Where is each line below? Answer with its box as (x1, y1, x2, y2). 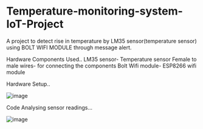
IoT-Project (6, 17, 64, 31)
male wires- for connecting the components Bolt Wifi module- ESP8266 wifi (6, 62, 196, 69)
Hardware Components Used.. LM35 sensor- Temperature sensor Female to (6, 55, 197, 63)
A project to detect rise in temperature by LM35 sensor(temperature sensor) (6, 37, 198, 44)
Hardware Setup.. (6, 80, 50, 88)
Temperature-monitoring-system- (6, 4, 184, 18)
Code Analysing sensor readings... (6, 103, 93, 111)
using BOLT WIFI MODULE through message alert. (6, 44, 132, 51)
